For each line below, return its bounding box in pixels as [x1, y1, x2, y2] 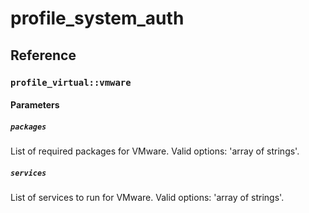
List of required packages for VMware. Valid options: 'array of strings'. [10, 145, 300, 157]
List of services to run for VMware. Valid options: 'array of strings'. [10, 192, 285, 204]
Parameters [10, 99, 60, 111]
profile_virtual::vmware [10, 77, 132, 88]
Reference [10, 47, 77, 64]
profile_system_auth [10, 7, 185, 30]
